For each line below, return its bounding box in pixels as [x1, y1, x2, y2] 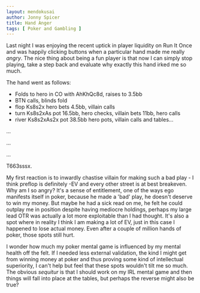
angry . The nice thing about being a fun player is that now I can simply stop [6, 55, 193, 62]
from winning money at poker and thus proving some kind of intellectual [6, 256, 184, 263]
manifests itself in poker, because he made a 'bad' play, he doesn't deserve [6, 193, 193, 201]
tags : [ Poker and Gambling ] [6, 25, 82, 32]
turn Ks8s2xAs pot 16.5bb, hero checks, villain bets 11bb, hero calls [14, 110, 181, 117]
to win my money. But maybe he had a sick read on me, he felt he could [6, 200, 183, 207]
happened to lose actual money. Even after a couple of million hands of [6, 225, 181, 232]
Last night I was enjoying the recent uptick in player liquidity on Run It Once [6, 42, 193, 49]
